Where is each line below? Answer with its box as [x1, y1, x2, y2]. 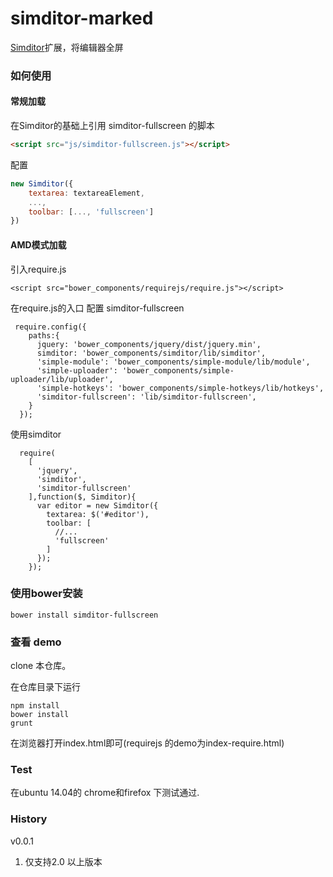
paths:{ [28, 330, 60, 341]
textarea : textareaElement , [28, 188, 145, 198]
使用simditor [10, 428, 62, 440]
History [10, 812, 48, 826]
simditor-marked [10, 7, 154, 30]
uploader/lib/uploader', [10, 374, 114, 384]
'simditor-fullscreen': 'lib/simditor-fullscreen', [36, 392, 257, 402]
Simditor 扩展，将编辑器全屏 [10, 41, 124, 53]
